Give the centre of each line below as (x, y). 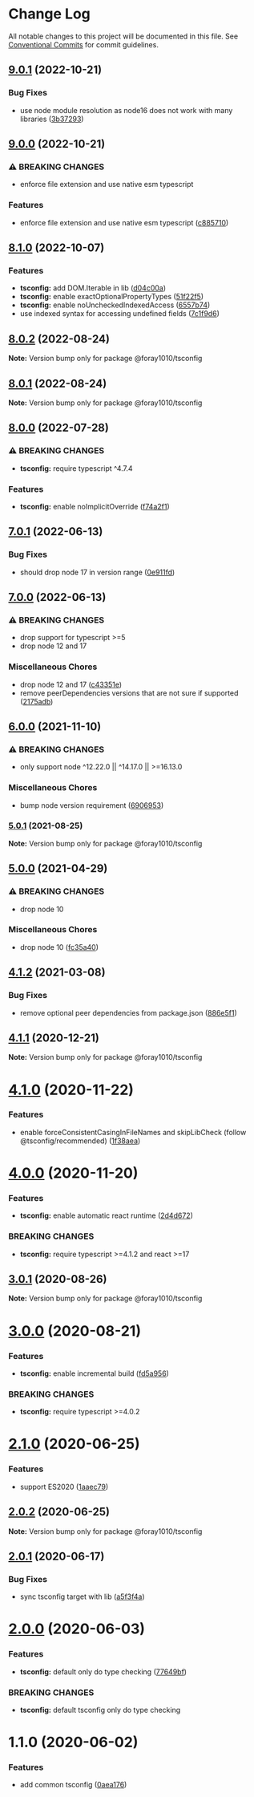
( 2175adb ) (36, 701)
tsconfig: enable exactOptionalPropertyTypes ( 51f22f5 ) (112, 297)
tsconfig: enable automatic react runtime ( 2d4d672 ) (107, 1215)
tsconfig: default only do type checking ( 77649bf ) (103, 1671)
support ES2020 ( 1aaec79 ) (64, 1487)
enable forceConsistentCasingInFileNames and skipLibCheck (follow (133, 1132)
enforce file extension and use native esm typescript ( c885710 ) (124, 222)
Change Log (49, 14)
